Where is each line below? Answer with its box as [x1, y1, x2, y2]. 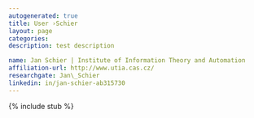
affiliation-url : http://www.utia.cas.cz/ [8, 64, 155, 73]
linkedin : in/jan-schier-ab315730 [8, 78, 126, 87]
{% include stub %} [8, 101, 75, 111]
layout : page [8, 27, 53, 35]
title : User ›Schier [8, 19, 79, 27]
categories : [8, 34, 49, 43]
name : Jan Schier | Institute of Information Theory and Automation [8, 57, 246, 65]
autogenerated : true [8, 11, 79, 20]
